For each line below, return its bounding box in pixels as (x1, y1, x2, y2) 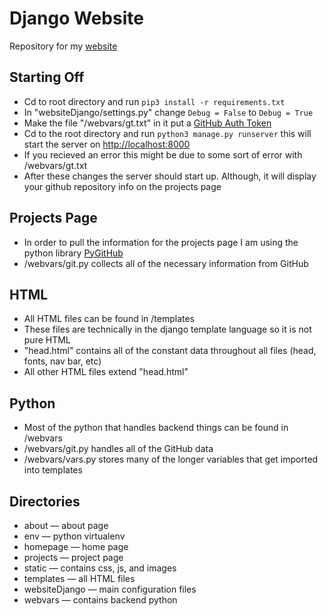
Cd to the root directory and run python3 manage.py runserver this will (23, 127, 312, 139)
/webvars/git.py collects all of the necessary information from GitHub (23, 257, 309, 269)
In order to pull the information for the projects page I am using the (23, 236, 299, 248)
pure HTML (23, 334, 71, 346)
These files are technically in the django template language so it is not (23, 323, 312, 336)
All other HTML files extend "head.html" (23, 366, 189, 378)
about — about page (23, 520, 109, 531)
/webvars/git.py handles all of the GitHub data (23, 443, 214, 455)
